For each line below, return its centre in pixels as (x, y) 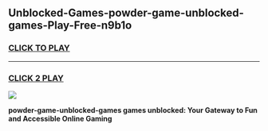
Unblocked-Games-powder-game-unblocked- (126, 13)
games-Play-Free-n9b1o (70, 26)
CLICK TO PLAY (39, 48)
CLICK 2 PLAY (36, 78)
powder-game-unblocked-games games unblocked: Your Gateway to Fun (133, 110)
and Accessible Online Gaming (60, 118)
